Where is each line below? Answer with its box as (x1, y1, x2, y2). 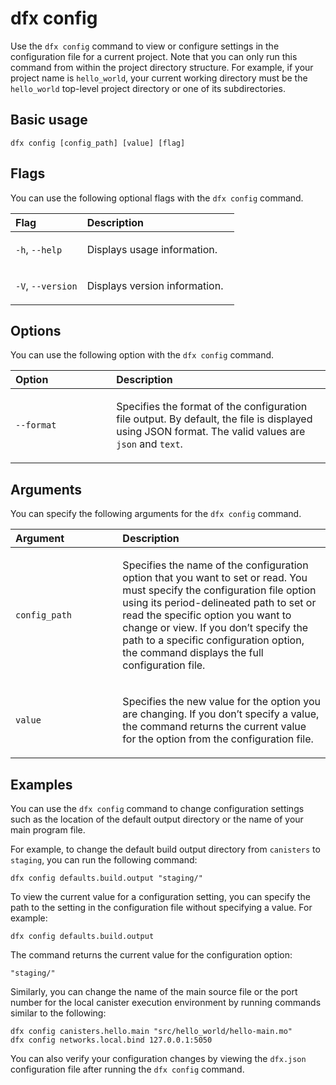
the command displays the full (122, 646, 264, 660)
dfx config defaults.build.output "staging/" (10, 873, 203, 883)
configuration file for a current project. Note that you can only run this (10, 50, 298, 62)
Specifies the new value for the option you (122, 695, 321, 709)
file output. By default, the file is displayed (116, 412, 313, 426)
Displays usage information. (86, 242, 218, 256)
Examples (10, 776, 73, 793)
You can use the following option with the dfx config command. (10, 349, 275, 361)
